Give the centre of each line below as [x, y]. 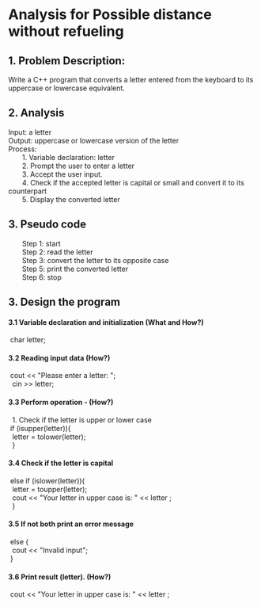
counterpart [28, 191]
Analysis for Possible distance [110, 15]
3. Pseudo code [47, 225]
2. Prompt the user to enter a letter [79, 166]
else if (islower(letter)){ [47, 480]
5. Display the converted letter [71, 199]
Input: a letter [30, 132]
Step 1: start [42, 243]
